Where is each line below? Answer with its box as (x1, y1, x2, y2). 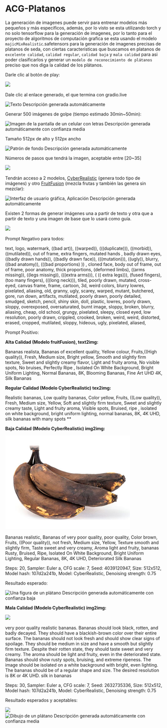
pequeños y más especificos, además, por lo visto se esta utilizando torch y (5, 24, 161, 30)
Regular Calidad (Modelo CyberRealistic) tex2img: (5, 385, 111, 391)
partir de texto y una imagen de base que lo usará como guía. (5, 215, 132, 221)
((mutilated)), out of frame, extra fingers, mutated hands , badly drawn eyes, (5, 250, 162, 256)
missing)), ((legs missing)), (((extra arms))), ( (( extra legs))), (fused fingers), (5, 272, 162, 278)
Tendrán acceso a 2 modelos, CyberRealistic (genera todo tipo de (5, 175, 141, 181)
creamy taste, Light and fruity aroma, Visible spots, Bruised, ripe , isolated (5, 405, 157, 411)
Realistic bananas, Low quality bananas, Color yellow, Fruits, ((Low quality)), (5, 394, 162, 400)
